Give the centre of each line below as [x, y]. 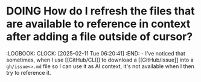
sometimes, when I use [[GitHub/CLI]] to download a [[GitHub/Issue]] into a [100, 60]
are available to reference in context [98, 24]
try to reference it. [29, 72]
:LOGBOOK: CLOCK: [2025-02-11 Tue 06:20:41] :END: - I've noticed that [96, 53]
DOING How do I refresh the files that [101, 11]
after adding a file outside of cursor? [100, 37]
